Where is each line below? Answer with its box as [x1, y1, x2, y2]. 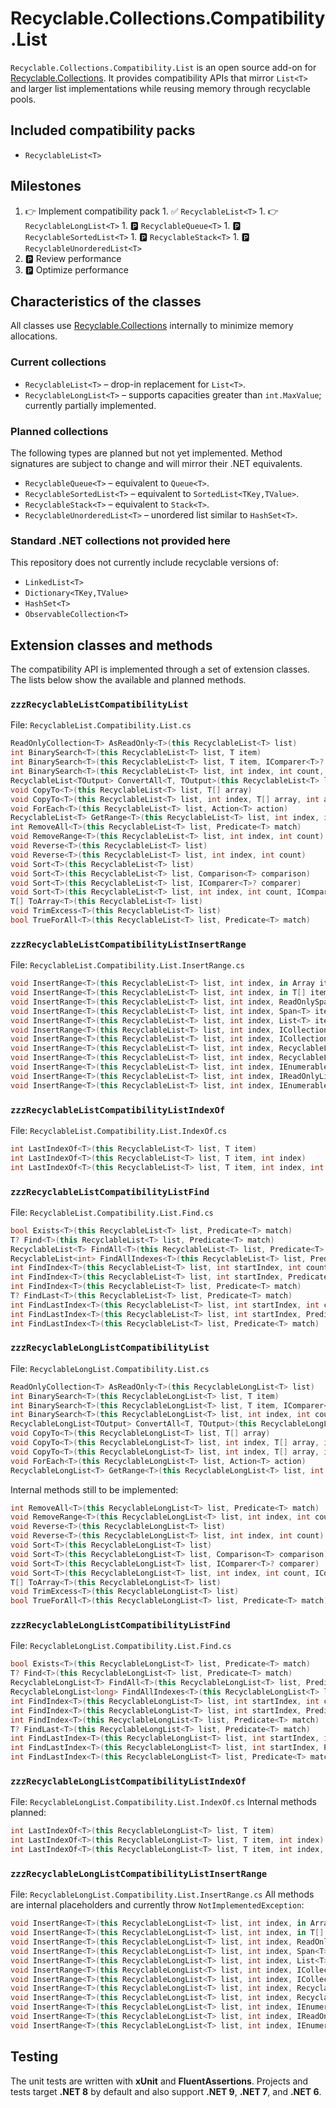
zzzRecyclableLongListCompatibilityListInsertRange [10, 1868, 268, 1879]
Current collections [10, 355, 107, 369]
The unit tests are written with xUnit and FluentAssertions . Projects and [10, 2075, 309, 2087]
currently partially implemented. [24, 399, 157, 411]
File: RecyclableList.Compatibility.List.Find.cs [10, 1206, 214, 1218]
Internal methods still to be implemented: [10, 1483, 179, 1496]
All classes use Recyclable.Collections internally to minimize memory [10, 320, 294, 332]
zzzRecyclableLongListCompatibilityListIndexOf [10, 1776, 247, 1787]
